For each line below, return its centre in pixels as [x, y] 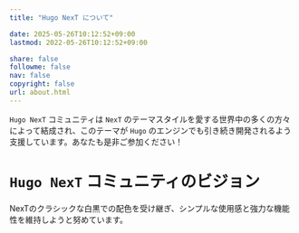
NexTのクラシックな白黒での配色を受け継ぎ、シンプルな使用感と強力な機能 [149, 208]
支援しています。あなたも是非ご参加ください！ [96, 142]
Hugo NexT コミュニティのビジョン [135, 181]
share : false [34, 59]
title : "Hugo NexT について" [62, 18]
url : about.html [40, 92]
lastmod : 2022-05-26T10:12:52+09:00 [78, 42]
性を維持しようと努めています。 [69, 219]
